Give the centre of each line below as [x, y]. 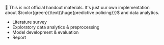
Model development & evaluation [45, 32]
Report [19, 37]
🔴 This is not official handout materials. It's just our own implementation [77, 7]
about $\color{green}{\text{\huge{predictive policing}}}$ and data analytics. [82, 13]
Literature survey [29, 22]
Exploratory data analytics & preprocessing [56, 27]
